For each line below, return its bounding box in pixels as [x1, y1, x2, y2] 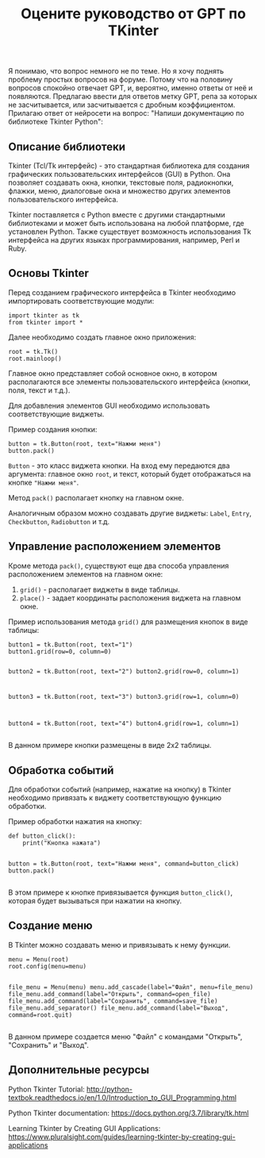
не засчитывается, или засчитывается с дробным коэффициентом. [8, 100, 236, 109]
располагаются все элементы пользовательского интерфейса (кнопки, [8, 377, 251, 386]
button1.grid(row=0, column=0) [8, 647, 112, 655]
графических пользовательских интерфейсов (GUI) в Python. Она [8, 170, 231, 178]
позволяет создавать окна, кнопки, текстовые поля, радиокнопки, [8, 178, 234, 187]
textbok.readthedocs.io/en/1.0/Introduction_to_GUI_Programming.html [8, 1092, 236, 1102]
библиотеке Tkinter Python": [8, 117, 103, 127]
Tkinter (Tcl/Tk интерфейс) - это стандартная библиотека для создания [8, 161, 250, 171]
